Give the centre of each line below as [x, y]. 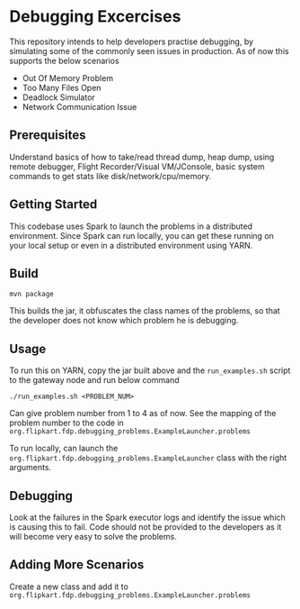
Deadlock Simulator [59, 97]
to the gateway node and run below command [94, 380]
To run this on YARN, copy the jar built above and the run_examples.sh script [150, 370]
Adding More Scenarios [77, 565]
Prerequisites [48, 136]
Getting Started [53, 205]
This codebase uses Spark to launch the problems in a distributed [131, 226]
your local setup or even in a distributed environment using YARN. [131, 245]
